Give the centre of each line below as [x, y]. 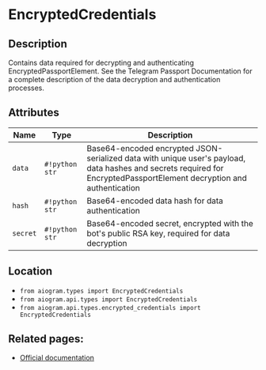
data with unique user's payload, [185, 158]
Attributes [34, 113]
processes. [27, 88]
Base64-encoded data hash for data [155, 201]
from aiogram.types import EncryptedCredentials [101, 291]
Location [30, 272]
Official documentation [57, 358]
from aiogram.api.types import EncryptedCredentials [108, 299]
